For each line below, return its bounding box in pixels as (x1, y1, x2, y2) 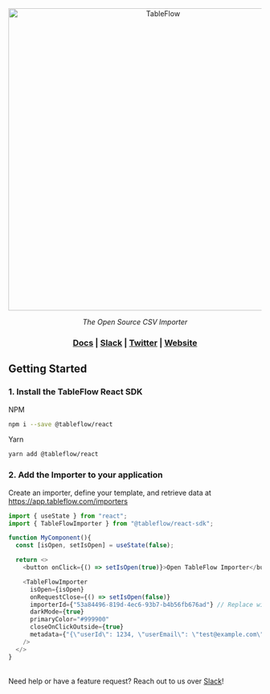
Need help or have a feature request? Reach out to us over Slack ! (8, 676, 224, 686)
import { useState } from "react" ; (8, 512, 128, 520)
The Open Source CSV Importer (82, 318, 188, 326)
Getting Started (8, 362, 88, 376)
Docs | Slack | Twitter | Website (72, 337, 198, 348)
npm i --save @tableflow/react (8, 420, 113, 428)
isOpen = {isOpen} (29, 585, 84, 593)
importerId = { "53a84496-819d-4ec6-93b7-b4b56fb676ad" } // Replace (29, 600, 253, 609)
